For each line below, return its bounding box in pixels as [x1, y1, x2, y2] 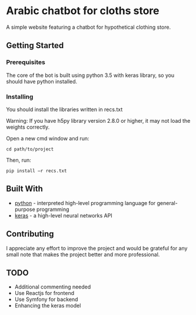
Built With [6, 184, 43, 194]
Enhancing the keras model [14, 302, 81, 309]
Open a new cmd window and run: [6, 135, 89, 142]
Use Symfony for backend [14, 296, 78, 303]
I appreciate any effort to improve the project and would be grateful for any [6, 244, 188, 252]
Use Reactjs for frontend [14, 290, 75, 297]
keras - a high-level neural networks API [14, 212, 113, 219]
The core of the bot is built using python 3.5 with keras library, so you [6, 72, 175, 79]
